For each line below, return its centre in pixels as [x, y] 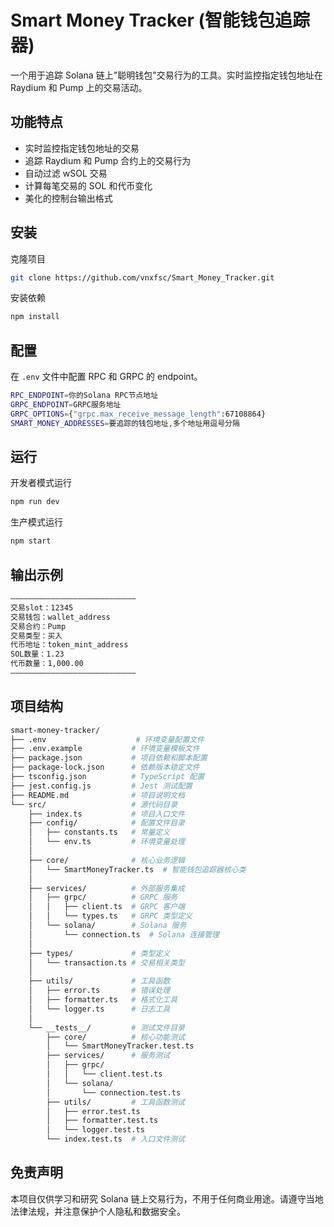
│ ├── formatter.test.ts [102, 1121]
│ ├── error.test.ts [93, 1111]
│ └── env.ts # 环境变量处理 [106, 842]
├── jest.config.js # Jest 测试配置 [101, 786]
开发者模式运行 [41, 483]
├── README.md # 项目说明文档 [97, 795]
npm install [35, 317]
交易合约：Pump [38, 626]
